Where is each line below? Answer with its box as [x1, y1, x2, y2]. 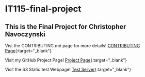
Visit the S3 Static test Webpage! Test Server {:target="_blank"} [5, 66, 131, 72]
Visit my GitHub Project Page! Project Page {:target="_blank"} [5, 57, 127, 63]
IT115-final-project [5, 3, 81, 14]
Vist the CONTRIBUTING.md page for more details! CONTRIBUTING [5, 43, 140, 49]
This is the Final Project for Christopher [5, 23, 126, 31]
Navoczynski [5, 30, 46, 38]
